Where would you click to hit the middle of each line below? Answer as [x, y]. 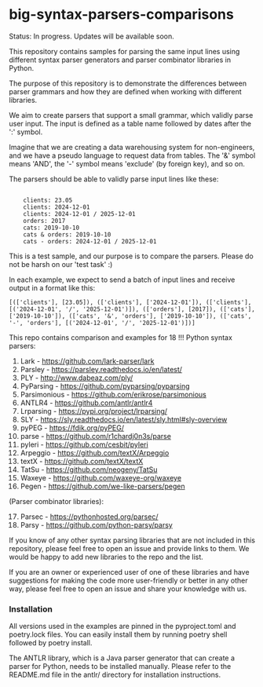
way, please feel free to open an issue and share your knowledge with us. [128, 588]
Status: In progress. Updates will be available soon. [92, 36]
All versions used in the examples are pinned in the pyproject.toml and [122, 627]
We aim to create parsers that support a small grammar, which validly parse [131, 115]
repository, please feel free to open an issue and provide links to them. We [129, 548]
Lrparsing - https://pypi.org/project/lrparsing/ [94, 411]
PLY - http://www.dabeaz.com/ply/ [77, 378]
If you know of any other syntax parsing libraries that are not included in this [132, 540]
